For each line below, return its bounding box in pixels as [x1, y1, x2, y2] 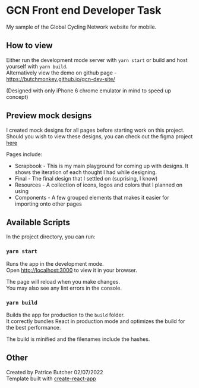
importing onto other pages [14, 200, 82, 207]
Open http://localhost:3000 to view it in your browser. [6, 266, 138, 274]
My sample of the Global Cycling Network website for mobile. [6, 23, 157, 30]
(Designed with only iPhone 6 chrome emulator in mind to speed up [6, 87, 171, 94]
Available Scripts [6, 217, 70, 227]
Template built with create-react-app [6, 375, 96, 382]
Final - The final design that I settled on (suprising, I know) [14, 175, 158, 182]
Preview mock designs [6, 111, 92, 121]
